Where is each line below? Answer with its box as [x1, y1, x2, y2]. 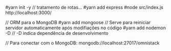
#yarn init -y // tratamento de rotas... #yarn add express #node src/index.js [5, 5, 164, 10]
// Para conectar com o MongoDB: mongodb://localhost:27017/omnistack [5, 40, 160, 46]
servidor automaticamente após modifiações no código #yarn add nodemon [5, 25, 166, 31]
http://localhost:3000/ [5, 10, 52, 16]
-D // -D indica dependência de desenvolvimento [5, 30, 109, 36]
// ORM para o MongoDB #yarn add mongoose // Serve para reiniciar [5, 20, 151, 25]
